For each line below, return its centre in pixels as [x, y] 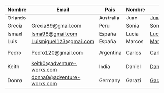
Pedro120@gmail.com [57, 52]
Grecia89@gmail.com [56, 26]
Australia [109, 18]
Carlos [134, 52]
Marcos [135, 42]
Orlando [17, 18]
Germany [110, 81]
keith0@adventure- [54, 64]
